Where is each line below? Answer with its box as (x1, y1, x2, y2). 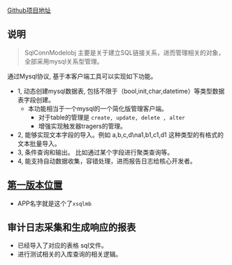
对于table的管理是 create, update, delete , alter (38, 113, 185, 121)
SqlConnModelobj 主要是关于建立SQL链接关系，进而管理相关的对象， (24, 48, 225, 57)
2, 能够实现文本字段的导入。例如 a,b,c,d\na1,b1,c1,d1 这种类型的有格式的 (17, 130, 224, 138)
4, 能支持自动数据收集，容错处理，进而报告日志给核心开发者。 (17, 157, 197, 165)
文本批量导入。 (17, 139, 61, 148)
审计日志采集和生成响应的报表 (7, 222, 136, 234)
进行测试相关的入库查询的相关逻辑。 (17, 250, 122, 259)
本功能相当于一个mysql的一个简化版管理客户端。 (27, 104, 168, 113)
